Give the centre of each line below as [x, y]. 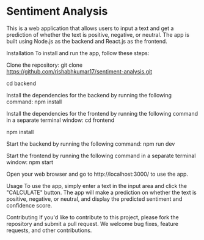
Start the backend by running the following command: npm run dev [91, 144]
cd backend [21, 83]
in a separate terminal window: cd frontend [60, 120]
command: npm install [34, 102]
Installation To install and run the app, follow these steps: [78, 53]
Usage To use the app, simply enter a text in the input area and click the [97, 186]
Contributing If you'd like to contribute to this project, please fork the [93, 217]
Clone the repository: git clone [45, 65]
